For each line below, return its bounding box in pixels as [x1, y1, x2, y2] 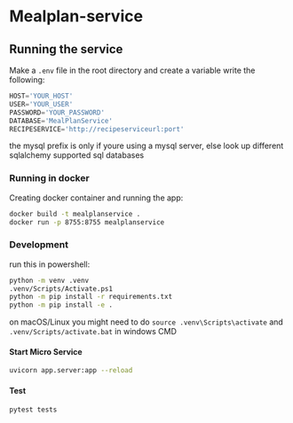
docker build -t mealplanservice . [9, 209, 141, 218]
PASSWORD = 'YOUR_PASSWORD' [9, 108, 105, 117]
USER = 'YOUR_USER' [9, 99, 74, 108]
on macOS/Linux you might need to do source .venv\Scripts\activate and [9, 317, 284, 327]
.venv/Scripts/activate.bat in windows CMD [9, 326, 178, 337]
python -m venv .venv [9, 276, 90, 285]
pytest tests [9, 405, 58, 414]
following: [9, 74, 45, 85]
